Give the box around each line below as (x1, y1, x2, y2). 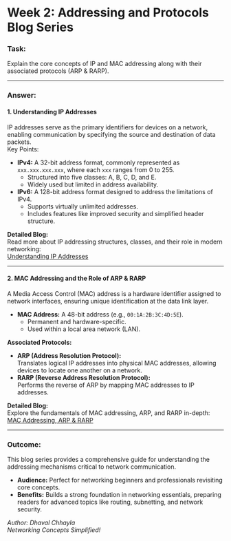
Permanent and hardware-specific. (27, 317, 126, 326)
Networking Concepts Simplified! (7, 526, 101, 534)
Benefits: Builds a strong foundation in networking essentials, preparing (16, 491, 221, 499)
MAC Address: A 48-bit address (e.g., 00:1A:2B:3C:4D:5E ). (16, 310, 184, 318)
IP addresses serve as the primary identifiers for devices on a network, (7, 123, 208, 131)
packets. (7, 138, 32, 146)
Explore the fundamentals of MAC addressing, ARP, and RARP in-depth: (7, 408, 210, 417)
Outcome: (7, 439, 41, 449)
